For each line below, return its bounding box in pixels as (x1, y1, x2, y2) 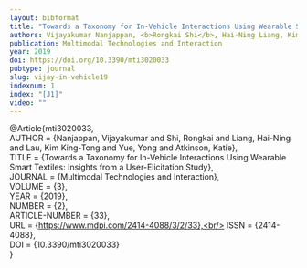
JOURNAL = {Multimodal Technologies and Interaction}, (9, 171, 220, 182)
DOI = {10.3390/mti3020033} (9, 239, 121, 251)
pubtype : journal (9, 65, 76, 74)
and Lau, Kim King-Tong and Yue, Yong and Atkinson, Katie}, (9, 142, 238, 153)
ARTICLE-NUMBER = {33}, (9, 211, 111, 222)
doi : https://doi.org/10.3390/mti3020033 (9, 56, 170, 65)
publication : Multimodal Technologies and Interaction (9, 38, 223, 48)
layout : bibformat (9, 13, 79, 23)
